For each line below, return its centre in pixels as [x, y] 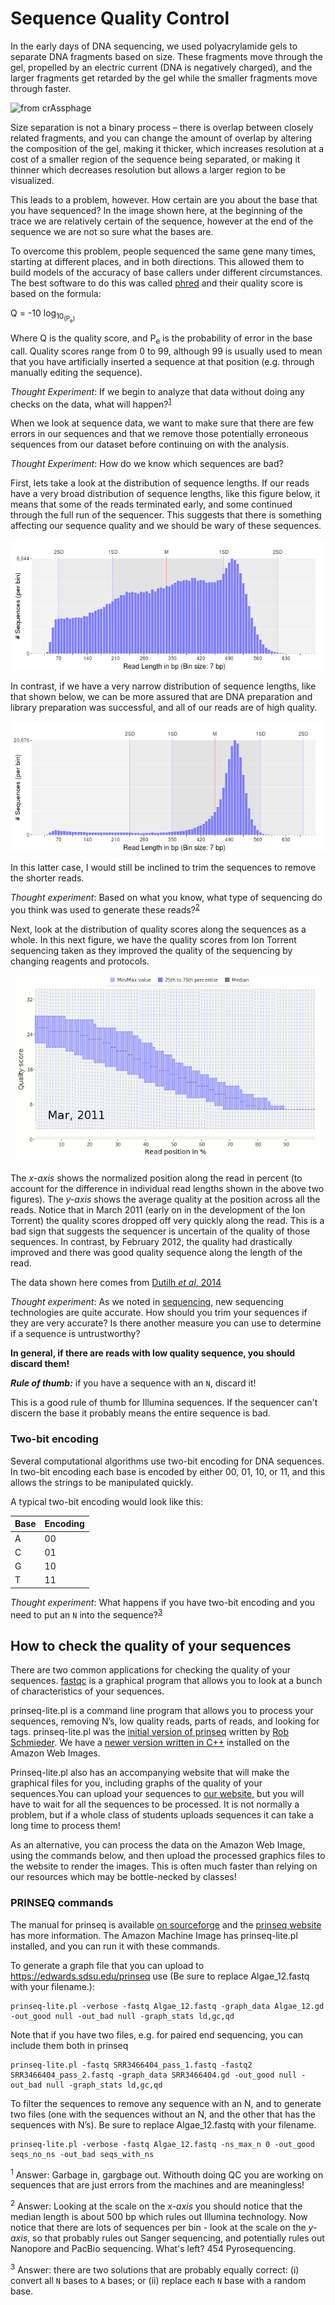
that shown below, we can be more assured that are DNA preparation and [161, 696]
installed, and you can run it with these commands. [115, 1946]
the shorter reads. [47, 878]
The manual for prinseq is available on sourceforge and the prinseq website [166, 1924]
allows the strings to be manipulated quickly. [102, 1482]
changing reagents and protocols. [80, 961]
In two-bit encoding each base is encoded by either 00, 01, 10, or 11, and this [168, 1471]
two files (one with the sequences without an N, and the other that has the [163, 2114]
